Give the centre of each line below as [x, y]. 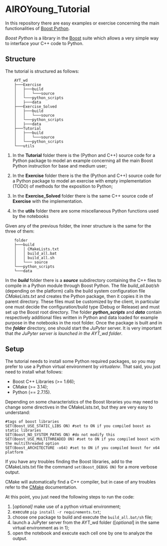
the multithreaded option [32, 443]
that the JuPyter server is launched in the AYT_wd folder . [64, 333]
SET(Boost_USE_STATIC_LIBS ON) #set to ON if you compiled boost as [78, 426]
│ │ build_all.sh [34, 258]
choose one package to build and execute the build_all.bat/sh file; [82, 517]
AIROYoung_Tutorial [47, 9]
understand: [18, 412]
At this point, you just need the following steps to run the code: [70, 496]
